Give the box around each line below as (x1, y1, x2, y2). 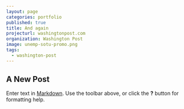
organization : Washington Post (6, 36, 83, 42)
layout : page (6, 8, 38, 15)
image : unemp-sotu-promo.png (6, 42, 78, 48)
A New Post (6, 74, 50, 84)
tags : (6, 47, 19, 53)
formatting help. (6, 96, 45, 103)
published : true (6, 19, 46, 25)
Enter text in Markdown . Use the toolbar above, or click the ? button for (6, 90, 179, 97)
